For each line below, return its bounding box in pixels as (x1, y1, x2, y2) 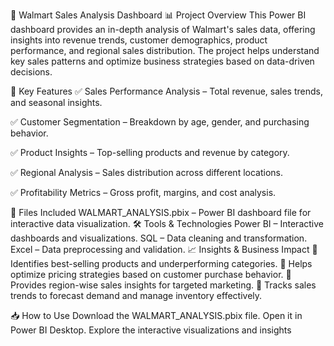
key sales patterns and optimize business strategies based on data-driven (10, 55, 315, 67)
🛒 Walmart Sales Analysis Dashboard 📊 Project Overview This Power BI (10, 9, 307, 21)
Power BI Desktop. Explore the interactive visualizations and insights (10, 324, 292, 336)
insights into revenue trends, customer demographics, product (10, 34, 268, 46)
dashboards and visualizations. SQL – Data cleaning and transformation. (10, 232, 308, 244)
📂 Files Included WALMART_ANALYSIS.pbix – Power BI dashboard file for (10, 207, 312, 218)
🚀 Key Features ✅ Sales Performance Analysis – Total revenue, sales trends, (10, 85, 323, 97)
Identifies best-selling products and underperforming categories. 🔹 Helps (10, 258, 313, 269)
